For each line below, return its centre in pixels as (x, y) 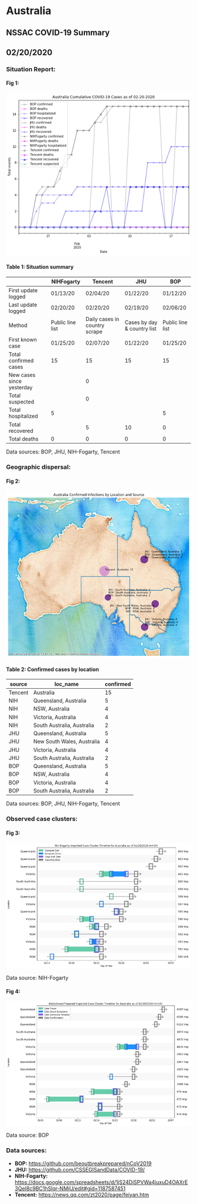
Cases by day (141, 322)
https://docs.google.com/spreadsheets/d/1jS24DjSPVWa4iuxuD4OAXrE (101, 1182)
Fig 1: (13, 83)
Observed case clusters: (42, 819)
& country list (140, 328)
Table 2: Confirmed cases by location (52, 669)
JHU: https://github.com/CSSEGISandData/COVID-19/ (80, 1169)
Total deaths (23, 439)
